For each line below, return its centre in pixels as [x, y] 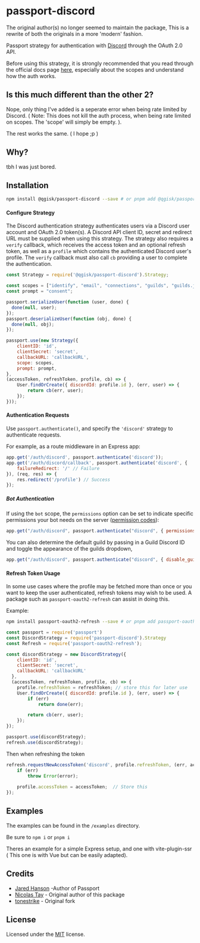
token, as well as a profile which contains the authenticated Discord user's [99, 251]
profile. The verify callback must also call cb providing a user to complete [97, 257]
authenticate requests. [34, 435]
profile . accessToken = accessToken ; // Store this [82, 787]
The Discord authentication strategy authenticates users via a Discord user [98, 226]
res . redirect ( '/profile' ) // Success [64, 480]
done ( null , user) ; [35, 308]
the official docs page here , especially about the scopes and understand [95, 69]
